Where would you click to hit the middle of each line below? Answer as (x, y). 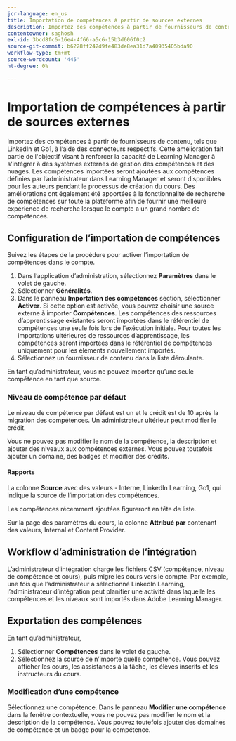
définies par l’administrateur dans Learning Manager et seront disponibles (114, 178)
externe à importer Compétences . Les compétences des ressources (117, 313)
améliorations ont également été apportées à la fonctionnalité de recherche (116, 193)
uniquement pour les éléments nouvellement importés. (96, 350)
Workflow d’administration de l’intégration (102, 552)
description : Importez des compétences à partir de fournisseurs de (110, 27)
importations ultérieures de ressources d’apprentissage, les (103, 336)
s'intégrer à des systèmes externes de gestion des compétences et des (111, 164)
